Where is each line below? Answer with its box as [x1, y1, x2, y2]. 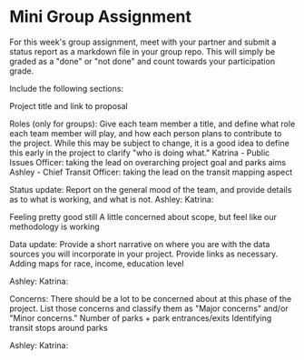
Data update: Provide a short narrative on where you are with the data [9, 238, 270, 249]
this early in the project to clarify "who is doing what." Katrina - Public [9, 147, 270, 158]
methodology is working [9, 221, 100, 232]
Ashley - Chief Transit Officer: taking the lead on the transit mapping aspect [9, 166, 293, 177]
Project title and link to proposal [9, 100, 129, 111]
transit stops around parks [9, 322, 108, 333]
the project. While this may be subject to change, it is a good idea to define [9, 137, 290, 148]
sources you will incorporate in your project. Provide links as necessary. [9, 248, 279, 259]
